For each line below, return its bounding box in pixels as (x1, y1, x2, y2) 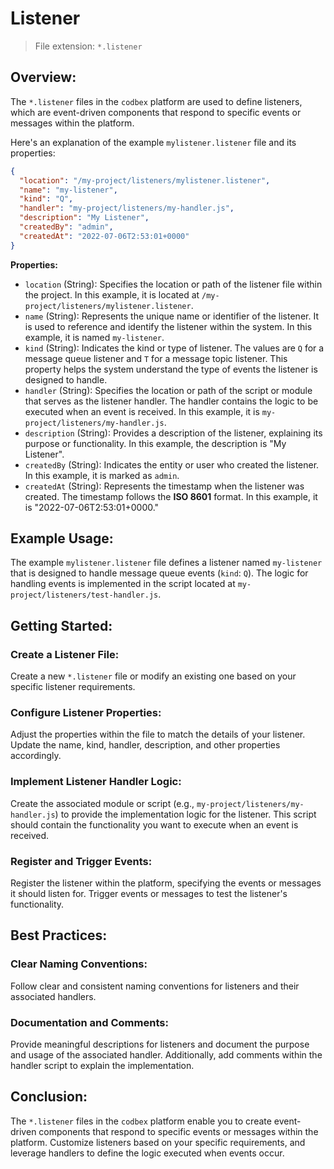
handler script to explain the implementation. (10, 1060, 195, 1071)
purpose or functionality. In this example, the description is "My (24, 437, 287, 449)
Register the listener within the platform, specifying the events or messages (10, 877, 322, 889)
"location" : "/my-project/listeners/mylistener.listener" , (19, 175, 271, 186)
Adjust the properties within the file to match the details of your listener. (10, 728, 306, 741)
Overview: (10, 69, 77, 86)
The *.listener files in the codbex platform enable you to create (10, 1115, 272, 1127)
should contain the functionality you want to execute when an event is (10, 818, 299, 831)
